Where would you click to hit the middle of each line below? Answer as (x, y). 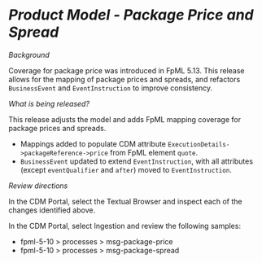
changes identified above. (52, 210)
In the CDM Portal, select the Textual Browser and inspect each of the (125, 201)
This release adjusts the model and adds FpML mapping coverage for (125, 119)
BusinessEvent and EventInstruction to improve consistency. (111, 88)
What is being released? (49, 103)
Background (29, 55)
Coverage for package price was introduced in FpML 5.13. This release (127, 70)
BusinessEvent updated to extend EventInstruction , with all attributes (137, 161)
